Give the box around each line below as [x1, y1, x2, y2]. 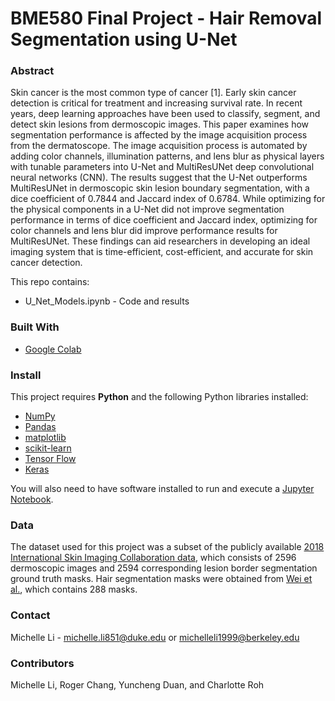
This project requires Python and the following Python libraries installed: [10, 391, 309, 403]
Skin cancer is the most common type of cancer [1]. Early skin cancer [10, 87, 297, 99]
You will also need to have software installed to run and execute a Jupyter [10, 483, 315, 495]
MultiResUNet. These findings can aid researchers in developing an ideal [10, 235, 311, 247]
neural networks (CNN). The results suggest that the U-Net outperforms [10, 172, 308, 184]
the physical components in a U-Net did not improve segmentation [10, 203, 285, 216]
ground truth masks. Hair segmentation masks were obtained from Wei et [10, 573, 313, 585]
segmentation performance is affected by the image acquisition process [10, 129, 308, 141]
